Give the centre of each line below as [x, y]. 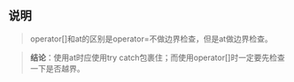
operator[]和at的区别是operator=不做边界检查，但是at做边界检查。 [151, 39]
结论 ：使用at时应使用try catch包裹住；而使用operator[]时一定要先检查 [157, 57]
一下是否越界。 [57, 68]
